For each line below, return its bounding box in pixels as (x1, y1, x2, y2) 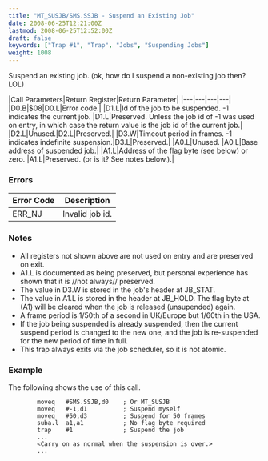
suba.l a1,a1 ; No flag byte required (37, 419, 206, 427)
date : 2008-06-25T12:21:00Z (8, 19, 102, 27)
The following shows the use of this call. (8, 382, 142, 392)
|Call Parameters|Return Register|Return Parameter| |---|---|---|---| (8, 95, 232, 104)
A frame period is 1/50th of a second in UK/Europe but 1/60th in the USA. (19, 310, 261, 320)
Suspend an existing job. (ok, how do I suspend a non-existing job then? (8, 71, 246, 80)
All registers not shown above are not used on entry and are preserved (19, 251, 254, 260)
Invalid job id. (62, 209, 113, 220)
